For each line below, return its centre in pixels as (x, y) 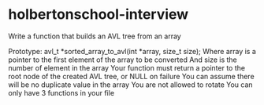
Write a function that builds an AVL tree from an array (95, 36)
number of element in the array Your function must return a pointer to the (127, 67)
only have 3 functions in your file (61, 92)
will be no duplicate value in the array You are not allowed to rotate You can (131, 85)
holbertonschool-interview (99, 14)
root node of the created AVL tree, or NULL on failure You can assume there (131, 76)
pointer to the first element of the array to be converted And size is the (123, 60)
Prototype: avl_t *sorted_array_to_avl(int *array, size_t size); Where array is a (132, 51)
